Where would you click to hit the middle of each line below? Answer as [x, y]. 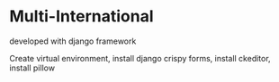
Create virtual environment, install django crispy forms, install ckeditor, [140, 58]
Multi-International [81, 16]
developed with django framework [73, 41]
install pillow [32, 68]
